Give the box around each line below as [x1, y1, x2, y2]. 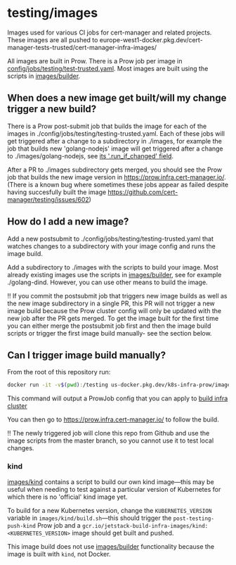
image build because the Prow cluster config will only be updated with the [7, 306, 222, 315]
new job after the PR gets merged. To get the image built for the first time [7, 314, 219, 322]
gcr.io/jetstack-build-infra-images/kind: [81, 522, 209, 529]
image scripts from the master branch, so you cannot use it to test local [7, 436, 214, 445]
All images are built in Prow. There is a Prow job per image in [7, 56, 183, 65]
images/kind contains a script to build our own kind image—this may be [7, 477, 214, 486]
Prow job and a [37, 521, 81, 529]
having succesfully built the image [7, 188, 107, 196]
